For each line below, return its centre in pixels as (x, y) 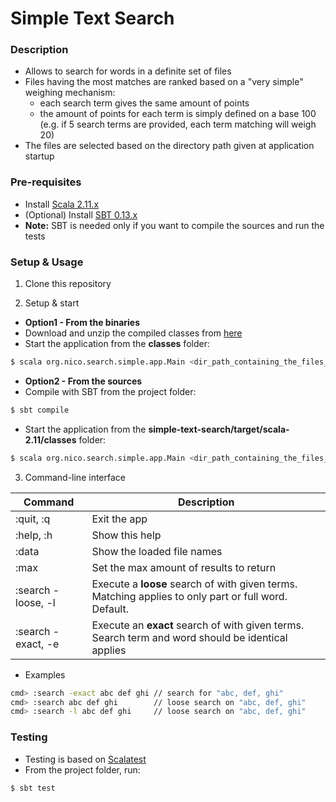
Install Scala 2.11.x (62, 204)
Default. (110, 609)
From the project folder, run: (82, 769)
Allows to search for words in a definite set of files (128, 71)
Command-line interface (75, 477)
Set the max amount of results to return (184, 567)
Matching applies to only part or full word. (189, 596)
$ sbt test (33, 788)
